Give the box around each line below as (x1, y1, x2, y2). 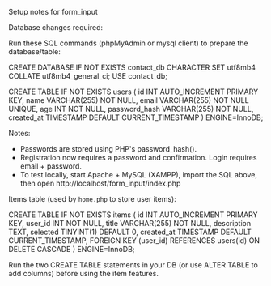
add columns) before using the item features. (8, 269, 159, 278)
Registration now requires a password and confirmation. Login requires (19, 153, 257, 162)
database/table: (8, 47, 61, 56)
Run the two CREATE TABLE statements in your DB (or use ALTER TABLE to (8, 260, 259, 270)
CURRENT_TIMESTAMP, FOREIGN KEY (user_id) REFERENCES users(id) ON (8, 236, 260, 245)
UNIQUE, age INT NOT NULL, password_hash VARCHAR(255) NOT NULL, (8, 105, 254, 113)
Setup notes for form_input (8, 7, 99, 16)
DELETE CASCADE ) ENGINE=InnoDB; (8, 245, 135, 254)
